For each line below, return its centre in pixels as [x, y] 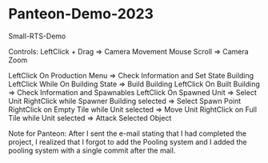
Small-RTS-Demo [37, 36]
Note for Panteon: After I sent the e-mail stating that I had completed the [127, 133]
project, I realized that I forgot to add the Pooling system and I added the [128, 141]
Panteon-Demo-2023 [81, 14]
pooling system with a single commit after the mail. [92, 150]
